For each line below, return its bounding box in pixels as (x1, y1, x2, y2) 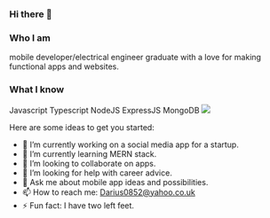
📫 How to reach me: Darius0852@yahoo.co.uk (21, 186, 195, 198)
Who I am (9, 31, 51, 43)
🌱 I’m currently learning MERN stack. (21, 148, 157, 159)
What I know (9, 83, 65, 96)
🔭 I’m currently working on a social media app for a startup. (21, 139, 240, 150)
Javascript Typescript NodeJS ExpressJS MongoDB (9, 105, 200, 115)
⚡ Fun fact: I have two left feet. (21, 199, 135, 211)
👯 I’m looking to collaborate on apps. (21, 158, 156, 168)
